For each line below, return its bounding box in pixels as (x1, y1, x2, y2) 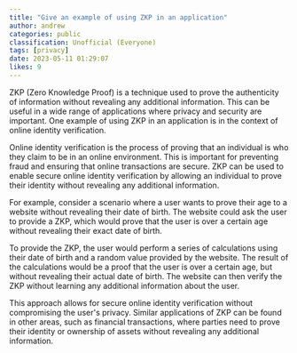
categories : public (9, 29, 82, 38)
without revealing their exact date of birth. (9, 225, 162, 236)
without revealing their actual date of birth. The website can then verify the (9, 270, 283, 281)
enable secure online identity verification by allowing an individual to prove (9, 170, 282, 181)
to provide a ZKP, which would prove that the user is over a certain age (9, 215, 269, 227)
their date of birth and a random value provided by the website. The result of (9, 252, 289, 262)
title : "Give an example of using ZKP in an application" (9, 12, 228, 22)
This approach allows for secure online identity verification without (9, 297, 254, 308)
